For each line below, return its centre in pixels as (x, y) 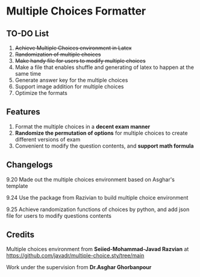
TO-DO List (28, 34)
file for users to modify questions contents (59, 215)
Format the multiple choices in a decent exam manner (83, 126)
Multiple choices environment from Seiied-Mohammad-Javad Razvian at (98, 249)
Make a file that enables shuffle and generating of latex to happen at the (105, 67)
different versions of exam (48, 139)
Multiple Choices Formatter (76, 11)
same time (28, 73)
